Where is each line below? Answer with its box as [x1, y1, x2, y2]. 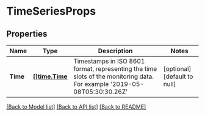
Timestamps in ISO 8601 [73, 57, 145, 65]
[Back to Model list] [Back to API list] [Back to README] [6, 103, 146, 111]
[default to [163, 72, 193, 81]
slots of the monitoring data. [73, 72, 154, 81]
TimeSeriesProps [6, 4, 96, 18]
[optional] [163, 65, 192, 73]
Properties [6, 29, 48, 39]
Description [98, 47, 133, 55]
